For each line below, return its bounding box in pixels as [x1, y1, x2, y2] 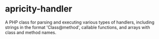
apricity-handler [5, 3, 73, 14]
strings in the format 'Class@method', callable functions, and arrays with [5, 24, 150, 30]
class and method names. [5, 29, 57, 35]
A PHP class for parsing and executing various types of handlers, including [5, 19, 155, 25]
